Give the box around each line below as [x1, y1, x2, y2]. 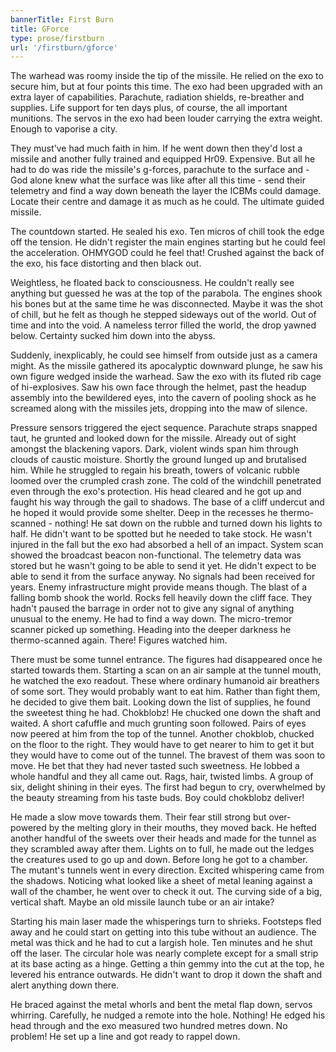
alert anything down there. [10, 979, 120, 991]
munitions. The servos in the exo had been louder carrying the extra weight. [10, 112, 323, 125]
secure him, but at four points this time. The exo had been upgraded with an [10, 81, 323, 93]
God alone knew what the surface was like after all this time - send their [10, 174, 306, 186]
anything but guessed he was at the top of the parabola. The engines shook [10, 287, 323, 300]
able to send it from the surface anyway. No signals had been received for [10, 571, 316, 583]
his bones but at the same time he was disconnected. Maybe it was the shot [10, 298, 324, 310]
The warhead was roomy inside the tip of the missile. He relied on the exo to [10, 70, 324, 82]
